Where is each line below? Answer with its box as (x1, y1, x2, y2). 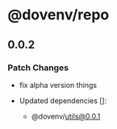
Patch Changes (7, 62, 69, 73)
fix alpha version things (19, 80, 98, 89)
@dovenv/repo (7, 6, 110, 24)
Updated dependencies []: (19, 95, 107, 106)
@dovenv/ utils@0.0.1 (31, 111, 101, 121)
